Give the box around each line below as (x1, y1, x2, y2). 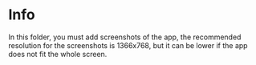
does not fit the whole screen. (8, 49, 108, 59)
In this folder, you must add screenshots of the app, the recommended (8, 32, 242, 42)
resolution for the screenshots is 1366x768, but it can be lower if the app (8, 40, 248, 50)
